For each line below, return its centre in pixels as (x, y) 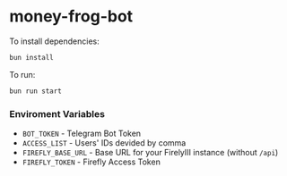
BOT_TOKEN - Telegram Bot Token (82, 133)
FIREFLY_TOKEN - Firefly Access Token (91, 162)
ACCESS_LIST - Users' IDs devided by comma (104, 142)
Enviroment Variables (57, 113)
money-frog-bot (71, 17)
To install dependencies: (55, 41)
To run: (22, 74)
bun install (31, 57)
